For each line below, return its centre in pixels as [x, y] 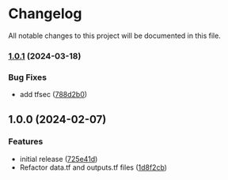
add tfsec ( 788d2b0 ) [53, 95]
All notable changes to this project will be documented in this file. [115, 36]
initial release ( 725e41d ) [59, 159]
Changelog [45, 14]
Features [26, 141]
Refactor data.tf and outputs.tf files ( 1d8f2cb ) [93, 167]
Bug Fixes [28, 77]
